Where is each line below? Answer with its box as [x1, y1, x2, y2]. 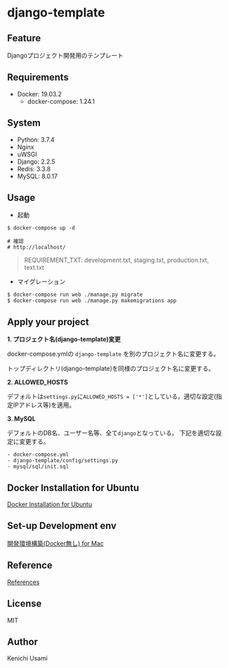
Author [7, 636, 38, 647]
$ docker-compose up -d [7, 225, 76, 232]
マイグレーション [17, 277, 66, 286]
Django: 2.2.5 [17, 157, 56, 166]
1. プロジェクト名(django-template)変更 [7, 335, 121, 343]
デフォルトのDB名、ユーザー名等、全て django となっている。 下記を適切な [7, 429, 216, 438]
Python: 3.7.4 [17, 136, 55, 144]
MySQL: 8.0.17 [17, 172, 58, 180]
